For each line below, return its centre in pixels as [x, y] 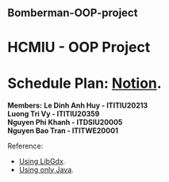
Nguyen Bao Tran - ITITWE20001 [63, 131]
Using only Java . [46, 169]
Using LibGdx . [42, 161]
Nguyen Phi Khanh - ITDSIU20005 [65, 122]
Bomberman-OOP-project [73, 13]
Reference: [25, 146]
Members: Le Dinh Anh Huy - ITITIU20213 [78, 105]
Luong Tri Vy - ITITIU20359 [54, 113]
